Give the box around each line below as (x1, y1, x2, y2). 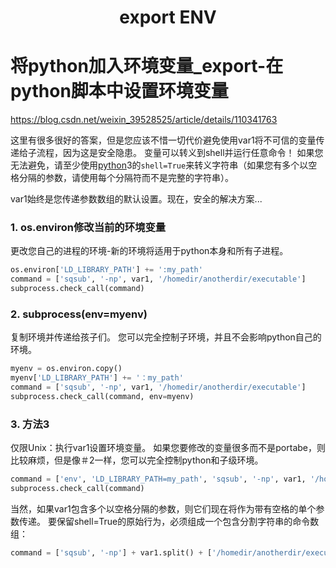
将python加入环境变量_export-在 (10, 55, 284, 78)
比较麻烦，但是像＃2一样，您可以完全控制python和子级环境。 (10, 454, 264, 466)
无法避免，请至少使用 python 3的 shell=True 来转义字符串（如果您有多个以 (10, 159, 309, 171)
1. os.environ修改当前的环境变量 (10, 221, 167, 235)
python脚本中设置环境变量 (10, 80, 229, 103)
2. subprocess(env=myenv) (10, 307, 148, 321)
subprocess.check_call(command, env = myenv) (10, 391, 195, 401)
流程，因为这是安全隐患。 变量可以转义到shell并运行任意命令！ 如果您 (36, 147, 324, 159)
